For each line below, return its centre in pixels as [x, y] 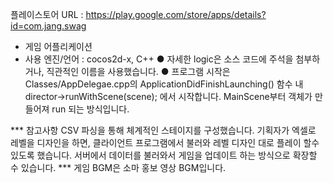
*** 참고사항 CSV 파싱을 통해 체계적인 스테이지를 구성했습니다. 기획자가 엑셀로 [163, 130]
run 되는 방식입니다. [90, 109]
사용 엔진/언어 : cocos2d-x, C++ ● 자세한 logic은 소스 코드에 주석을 [159, 59]
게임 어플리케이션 [58, 46]
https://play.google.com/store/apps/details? [176, 14]
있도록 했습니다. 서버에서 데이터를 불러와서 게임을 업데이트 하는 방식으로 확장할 [164, 155]
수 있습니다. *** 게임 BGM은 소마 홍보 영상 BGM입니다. [118, 167]
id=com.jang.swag [48, 26]
